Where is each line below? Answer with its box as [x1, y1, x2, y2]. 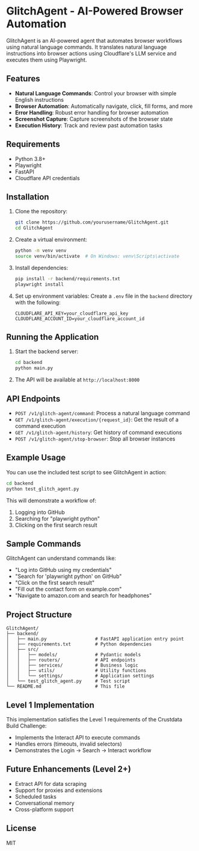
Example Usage [6, 453, 66, 463]
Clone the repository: [14, 208, 68, 215]
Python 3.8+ [14, 155, 46, 162]
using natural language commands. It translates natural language [6, 43, 167, 51]
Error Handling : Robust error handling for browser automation [14, 108, 169, 116]
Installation [6, 192, 49, 202]
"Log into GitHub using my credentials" [14, 567, 112, 574]
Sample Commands [6, 538, 81, 549]
